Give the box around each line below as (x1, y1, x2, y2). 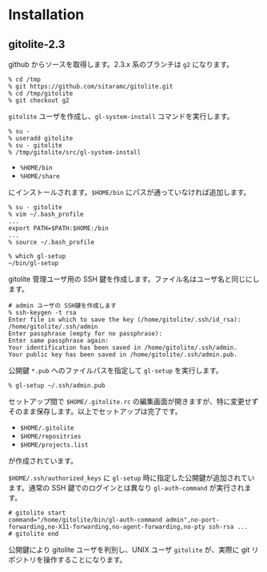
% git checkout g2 (8, 97, 70, 105)
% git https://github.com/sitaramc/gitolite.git (8, 82, 173, 90)
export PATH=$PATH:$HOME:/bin (8, 224, 110, 232)
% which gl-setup (8, 252, 66, 260)
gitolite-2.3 (8, 38, 66, 51)
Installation (8, 6, 85, 24)
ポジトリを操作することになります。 (8, 555, 127, 564)
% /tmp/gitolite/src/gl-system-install (8, 149, 141, 157)
